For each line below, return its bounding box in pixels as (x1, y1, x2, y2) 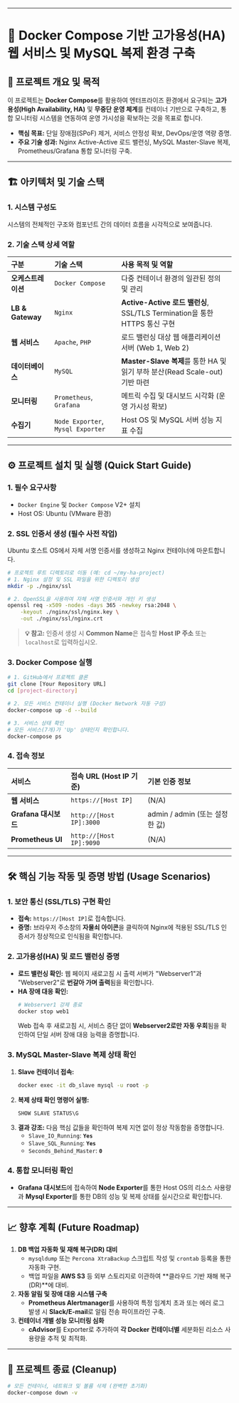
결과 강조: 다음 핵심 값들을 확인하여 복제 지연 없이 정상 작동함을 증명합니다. (17, 1123, 225, 1132)
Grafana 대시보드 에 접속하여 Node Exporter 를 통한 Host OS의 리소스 (17, 1183, 213, 1192)
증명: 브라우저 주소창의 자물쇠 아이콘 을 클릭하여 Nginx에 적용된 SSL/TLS (17, 923, 220, 932)
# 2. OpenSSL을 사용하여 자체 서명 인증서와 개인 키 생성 (7, 595, 156, 602)
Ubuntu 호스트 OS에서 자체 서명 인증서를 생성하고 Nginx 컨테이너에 (7, 546, 196, 555)
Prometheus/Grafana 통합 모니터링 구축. (17, 147, 132, 155)
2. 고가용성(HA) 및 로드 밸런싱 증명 (7, 952, 120, 962)
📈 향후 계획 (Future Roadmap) (7, 1221, 140, 1234)
